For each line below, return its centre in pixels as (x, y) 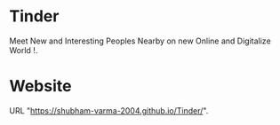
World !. (24, 50)
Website (40, 86)
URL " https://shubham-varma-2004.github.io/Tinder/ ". (109, 110)
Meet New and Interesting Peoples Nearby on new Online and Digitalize (140, 41)
